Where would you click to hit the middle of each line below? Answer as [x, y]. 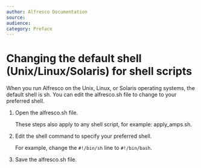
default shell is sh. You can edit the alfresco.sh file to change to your [91, 95]
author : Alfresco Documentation [47, 12]
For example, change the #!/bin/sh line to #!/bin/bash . [83, 148]
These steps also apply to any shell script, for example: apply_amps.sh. [103, 124]
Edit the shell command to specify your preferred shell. [83, 136]
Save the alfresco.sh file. [46, 160]
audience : [19, 23]
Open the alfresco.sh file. [46, 113]
